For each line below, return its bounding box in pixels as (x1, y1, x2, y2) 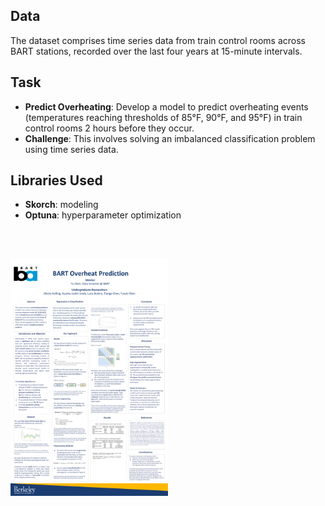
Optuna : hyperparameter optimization (24, 209, 182, 221)
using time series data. (24, 143, 119, 155)
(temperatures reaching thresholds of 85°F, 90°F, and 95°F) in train (24, 111, 303, 123)
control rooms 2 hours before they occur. (24, 122, 195, 134)
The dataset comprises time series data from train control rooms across (10, 34, 307, 46)
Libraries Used (10, 172, 103, 189)
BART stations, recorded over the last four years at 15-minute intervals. (10, 45, 303, 57)
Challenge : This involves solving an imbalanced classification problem (24, 132, 316, 144)
